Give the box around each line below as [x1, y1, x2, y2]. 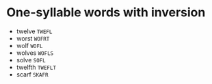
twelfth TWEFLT [16, 63, 56, 71]
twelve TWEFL [16, 27, 53, 35]
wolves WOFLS [16, 49, 54, 57]
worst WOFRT [16, 34, 50, 42]
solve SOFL [16, 56, 46, 64]
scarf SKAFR [16, 70, 49, 79]
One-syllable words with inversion [6, 5, 206, 20]
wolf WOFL [16, 41, 43, 49]
